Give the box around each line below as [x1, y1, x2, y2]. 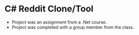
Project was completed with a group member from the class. [11, 24, 135, 30]
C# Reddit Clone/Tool [4, 3, 94, 14]
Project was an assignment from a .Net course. [11, 19, 107, 25]
